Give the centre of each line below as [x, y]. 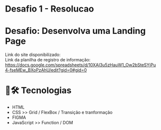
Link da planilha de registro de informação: [48, 60]
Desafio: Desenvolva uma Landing [75, 31]
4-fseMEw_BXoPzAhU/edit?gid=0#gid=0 [46, 70]
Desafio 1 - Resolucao [49, 9]
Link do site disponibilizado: [33, 55]
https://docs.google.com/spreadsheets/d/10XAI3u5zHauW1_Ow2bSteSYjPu [80, 65]
